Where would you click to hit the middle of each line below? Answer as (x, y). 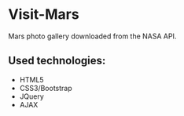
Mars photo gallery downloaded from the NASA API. (92, 36)
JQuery (32, 96)
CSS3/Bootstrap (46, 88)
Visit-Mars (44, 14)
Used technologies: (57, 61)
